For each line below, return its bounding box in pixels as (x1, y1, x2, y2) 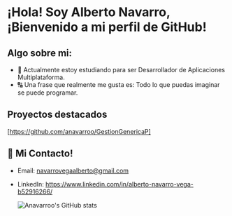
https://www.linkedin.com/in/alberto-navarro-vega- (45, 180, 194, 188)
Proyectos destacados (7, 109, 108, 121)
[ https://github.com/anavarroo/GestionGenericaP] (7, 127, 152, 135)
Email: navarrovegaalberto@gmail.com (17, 166, 129, 175)
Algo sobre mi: (7, 47, 72, 59)
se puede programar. (17, 88, 78, 97)
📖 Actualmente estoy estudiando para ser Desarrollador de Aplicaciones (17, 66, 226, 74)
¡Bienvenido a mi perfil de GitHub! (7, 19, 208, 35)
